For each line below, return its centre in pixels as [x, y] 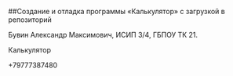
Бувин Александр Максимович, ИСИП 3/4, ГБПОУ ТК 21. [103, 35]
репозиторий [30, 20]
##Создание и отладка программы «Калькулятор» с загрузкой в [116, 11]
